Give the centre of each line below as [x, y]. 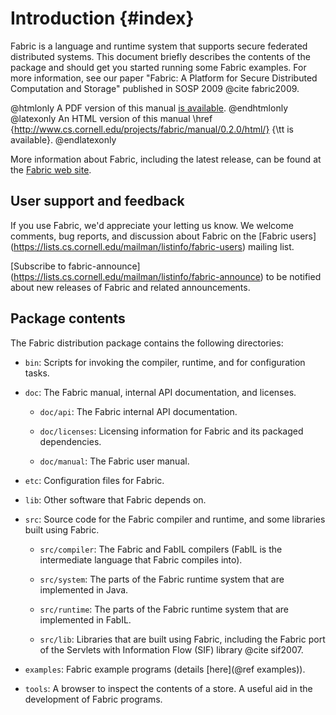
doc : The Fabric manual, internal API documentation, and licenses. [160, 392]
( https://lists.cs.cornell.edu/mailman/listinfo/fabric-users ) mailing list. [152, 246]
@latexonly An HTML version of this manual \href [111, 118]
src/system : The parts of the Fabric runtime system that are [162, 579]
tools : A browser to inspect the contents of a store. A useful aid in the [168, 688]
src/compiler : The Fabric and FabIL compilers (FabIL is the [161, 549]
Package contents [68, 318]
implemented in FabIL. [85, 619]
